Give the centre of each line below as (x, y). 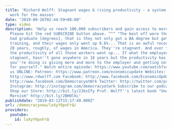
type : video (18, 24)
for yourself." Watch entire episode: (51, 67)
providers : (17, 110)
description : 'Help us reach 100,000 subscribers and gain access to (81, 29)
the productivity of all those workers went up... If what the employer (89, 53)
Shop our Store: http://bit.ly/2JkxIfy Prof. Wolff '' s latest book (83, 91)
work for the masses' (33, 15)
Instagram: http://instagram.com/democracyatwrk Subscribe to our (82, 86)
